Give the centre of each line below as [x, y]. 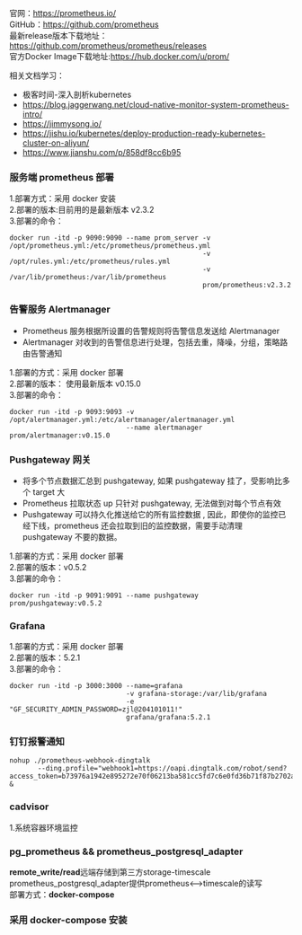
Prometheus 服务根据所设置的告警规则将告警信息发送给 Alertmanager [151, 331]
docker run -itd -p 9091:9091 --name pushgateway [104, 595]
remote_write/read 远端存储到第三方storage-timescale [110, 872]
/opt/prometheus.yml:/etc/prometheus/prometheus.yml [110, 246]
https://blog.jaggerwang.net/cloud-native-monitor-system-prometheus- [155, 105]
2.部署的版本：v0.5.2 [48, 567]
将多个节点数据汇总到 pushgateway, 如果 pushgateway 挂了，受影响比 [152, 481]
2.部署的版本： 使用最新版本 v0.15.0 [75, 384]
